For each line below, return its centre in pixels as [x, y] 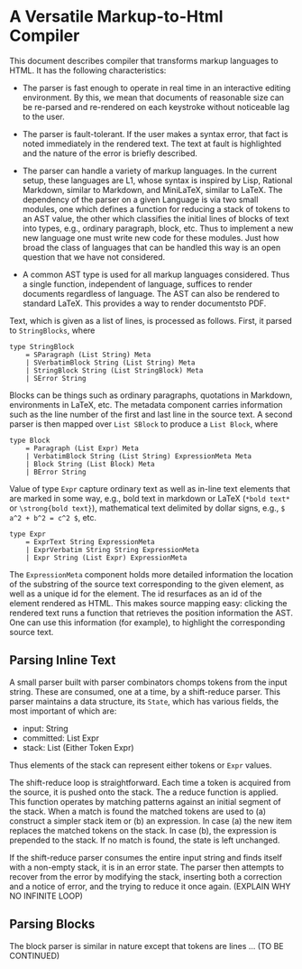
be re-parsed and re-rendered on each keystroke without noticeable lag [156, 106]
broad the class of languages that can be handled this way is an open [151, 247]
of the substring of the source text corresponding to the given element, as [147, 584]
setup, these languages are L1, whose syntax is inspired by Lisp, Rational [157, 180]
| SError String [56, 378]
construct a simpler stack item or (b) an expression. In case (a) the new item [151, 821]
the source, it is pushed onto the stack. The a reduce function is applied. [144, 792]
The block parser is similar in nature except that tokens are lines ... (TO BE [146, 946]
